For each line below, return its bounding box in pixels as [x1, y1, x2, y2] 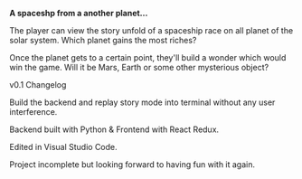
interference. [9, 107, 58, 117]
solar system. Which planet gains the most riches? [9, 35, 197, 45]
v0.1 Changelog [9, 80, 67, 89]
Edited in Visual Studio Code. [9, 142, 118, 152]
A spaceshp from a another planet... [9, 8, 148, 18]
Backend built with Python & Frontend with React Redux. [9, 124, 220, 135]
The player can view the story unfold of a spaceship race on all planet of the [9, 25, 294, 35]
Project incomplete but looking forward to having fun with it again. [9, 159, 256, 170]
